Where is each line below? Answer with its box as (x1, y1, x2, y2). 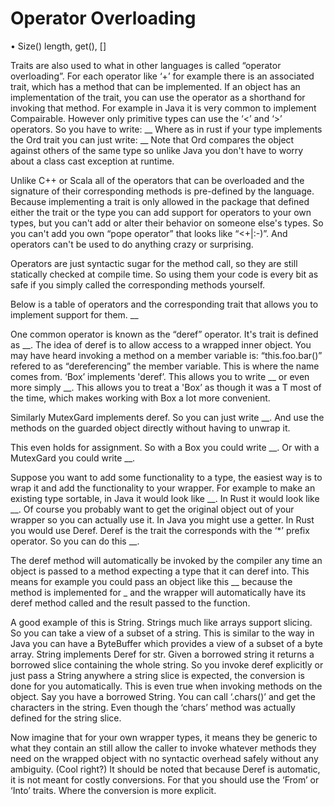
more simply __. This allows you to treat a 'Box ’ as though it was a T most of (10, 381, 322, 393)
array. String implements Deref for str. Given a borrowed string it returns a (10, 648, 315, 660)
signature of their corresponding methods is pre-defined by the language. (10, 185, 315, 197)
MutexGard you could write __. (10, 452, 136, 464)
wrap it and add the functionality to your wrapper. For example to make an (10, 482, 316, 494)
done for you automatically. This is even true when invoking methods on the (10, 680, 323, 692)
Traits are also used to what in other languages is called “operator (10, 59, 282, 71)
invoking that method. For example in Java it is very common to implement (10, 102, 317, 114)
